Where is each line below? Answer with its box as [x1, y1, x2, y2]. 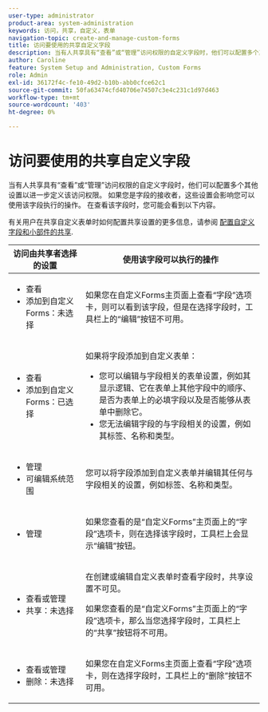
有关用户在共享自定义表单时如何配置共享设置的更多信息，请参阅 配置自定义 [8, 217, 255, 226]
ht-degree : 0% [8, 109, 56, 117]
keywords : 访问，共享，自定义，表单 [8, 26, 116, 34]
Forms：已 [26, 396, 66, 408]
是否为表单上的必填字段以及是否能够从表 [98, 394, 251, 405]
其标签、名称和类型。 [98, 430, 179, 441]
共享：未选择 [26, 605, 74, 616]
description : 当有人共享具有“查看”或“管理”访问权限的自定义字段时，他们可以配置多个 [8, 49, 259, 57]
